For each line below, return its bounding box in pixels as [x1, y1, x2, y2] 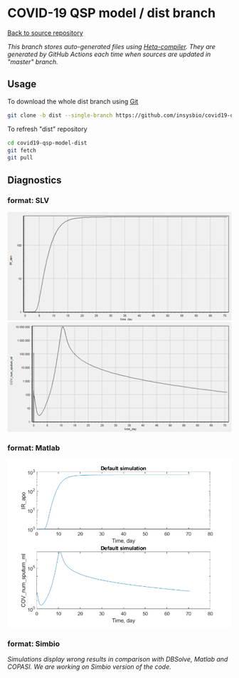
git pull [7, 155, 33, 162]
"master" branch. [7, 57, 58, 66]
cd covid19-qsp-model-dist [7, 139, 87, 147]
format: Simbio [7, 639, 60, 649]
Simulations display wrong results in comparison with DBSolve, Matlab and [7, 655, 228, 664]
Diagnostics [7, 174, 62, 186]
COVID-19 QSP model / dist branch [7, 5, 216, 21]
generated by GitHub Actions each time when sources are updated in [7, 50, 211, 58]
